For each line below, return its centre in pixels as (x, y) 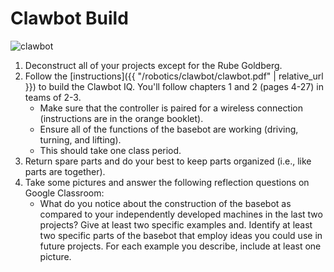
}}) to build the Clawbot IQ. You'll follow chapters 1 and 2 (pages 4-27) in (174, 86)
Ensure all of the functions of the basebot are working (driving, (169, 129)
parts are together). (65, 171)
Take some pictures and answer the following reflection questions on (167, 182)
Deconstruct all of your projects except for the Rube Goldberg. (153, 65)
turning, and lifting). (80, 139)
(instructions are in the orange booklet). (121, 118)
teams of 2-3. (53, 97)
